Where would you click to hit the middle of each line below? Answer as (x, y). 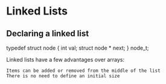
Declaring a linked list (48, 34)
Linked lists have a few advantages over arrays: (65, 60)
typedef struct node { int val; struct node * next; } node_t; (78, 48)
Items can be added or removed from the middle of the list (84, 71)
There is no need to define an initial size (63, 76)
